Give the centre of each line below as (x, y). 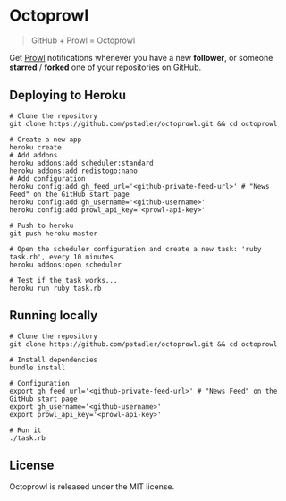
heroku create (36, 147)
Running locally (54, 315)
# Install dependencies (54, 360)
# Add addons (34, 155)
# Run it (25, 430)
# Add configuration (48, 178)
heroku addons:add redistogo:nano (74, 171)
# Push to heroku (42, 225)
